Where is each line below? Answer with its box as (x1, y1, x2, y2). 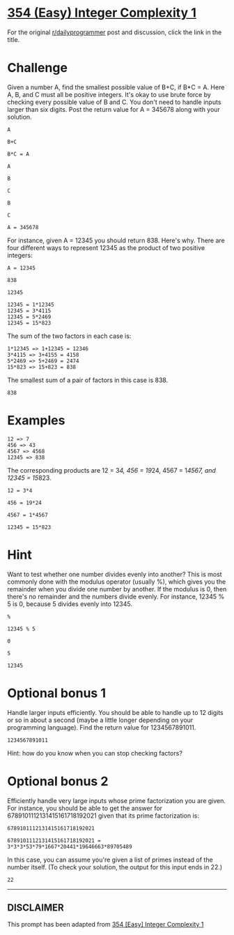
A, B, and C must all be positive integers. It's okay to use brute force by (7, 90, 211, 98)
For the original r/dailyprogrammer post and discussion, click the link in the (7, 28, 222, 36)
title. (7, 35, 20, 43)
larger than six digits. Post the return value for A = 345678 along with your (7, 105, 221, 113)
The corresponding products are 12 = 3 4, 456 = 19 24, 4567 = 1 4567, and (7, 466, 216, 474)
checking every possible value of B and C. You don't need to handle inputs (7, 98, 221, 106)
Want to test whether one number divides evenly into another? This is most (7, 570, 222, 578)
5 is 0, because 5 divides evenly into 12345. (7, 599, 132, 608)
